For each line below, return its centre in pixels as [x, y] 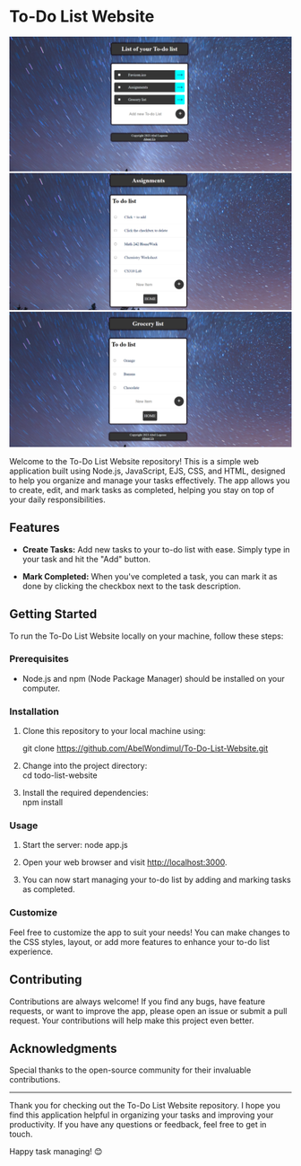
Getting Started [53, 614]
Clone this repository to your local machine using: [114, 731]
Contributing [46, 980]
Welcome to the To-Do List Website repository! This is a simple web [134, 461]
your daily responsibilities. [57, 499]
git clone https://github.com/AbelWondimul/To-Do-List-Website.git [145, 748]
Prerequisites [39, 659]
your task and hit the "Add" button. [86, 559]
